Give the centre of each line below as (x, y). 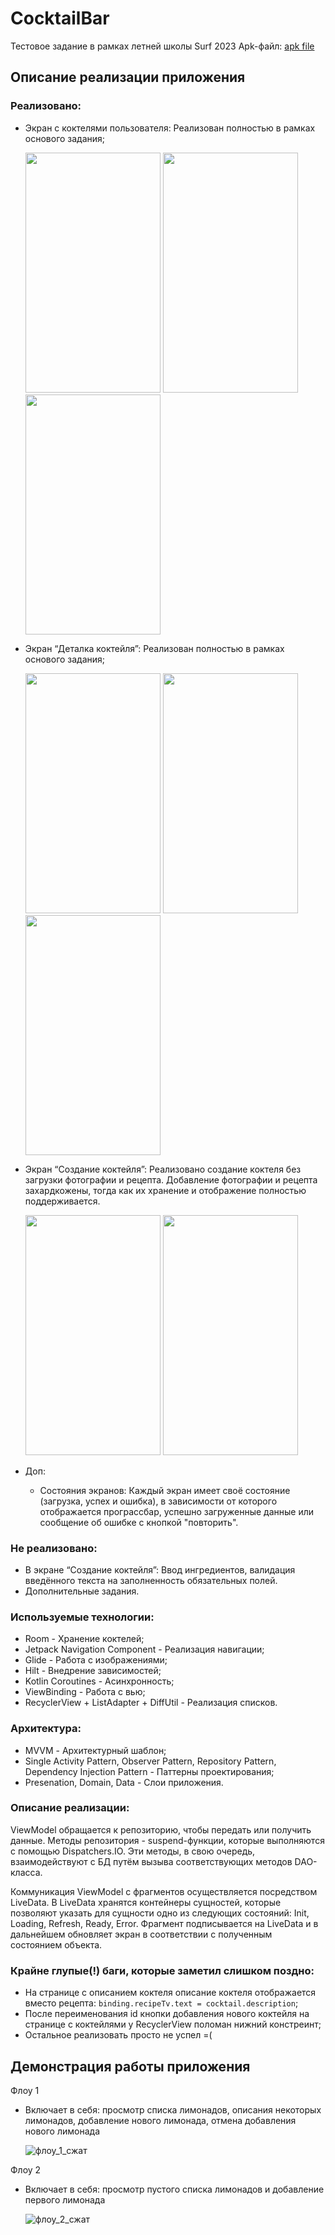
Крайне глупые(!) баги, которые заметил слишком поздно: (162, 1970)
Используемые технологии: (82, 1617)
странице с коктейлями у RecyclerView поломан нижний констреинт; (173, 2024)
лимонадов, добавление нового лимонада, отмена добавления (160, 2120)
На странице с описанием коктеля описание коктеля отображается (170, 1993)
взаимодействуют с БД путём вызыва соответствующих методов (151, 1861)
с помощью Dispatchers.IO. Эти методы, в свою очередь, (133, 1851)
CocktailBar (60, 18)
